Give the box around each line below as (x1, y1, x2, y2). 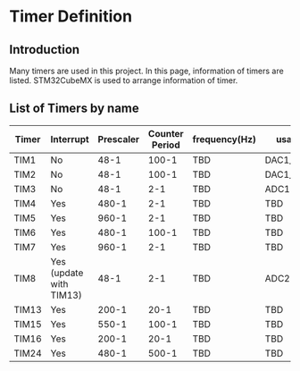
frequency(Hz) (192, 132, 257, 145)
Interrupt (50, 132, 89, 145)
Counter (147, 127, 185, 139)
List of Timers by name (9, 101, 140, 116)
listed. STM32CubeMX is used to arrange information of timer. (9, 75, 238, 86)
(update (50, 266, 84, 279)
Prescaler (97, 132, 140, 145)
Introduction (9, 42, 80, 57)
